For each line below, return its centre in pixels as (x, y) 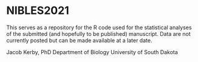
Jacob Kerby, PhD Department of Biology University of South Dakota (92, 52)
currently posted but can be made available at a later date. (79, 40)
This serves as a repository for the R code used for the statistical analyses (99, 27)
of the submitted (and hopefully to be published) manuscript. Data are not (99, 33)
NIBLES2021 (38, 11)
